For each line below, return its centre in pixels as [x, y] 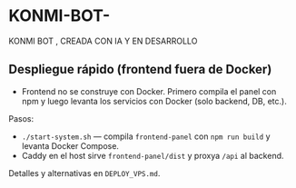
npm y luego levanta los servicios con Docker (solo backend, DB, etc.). [154, 101]
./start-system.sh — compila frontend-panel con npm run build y [146, 136]
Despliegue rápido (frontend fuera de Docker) [140, 69]
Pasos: [21, 118]
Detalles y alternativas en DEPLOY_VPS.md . [84, 173]
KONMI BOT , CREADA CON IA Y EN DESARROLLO [103, 41]
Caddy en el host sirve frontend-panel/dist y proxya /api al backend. [153, 155]
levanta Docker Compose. [70, 145]
